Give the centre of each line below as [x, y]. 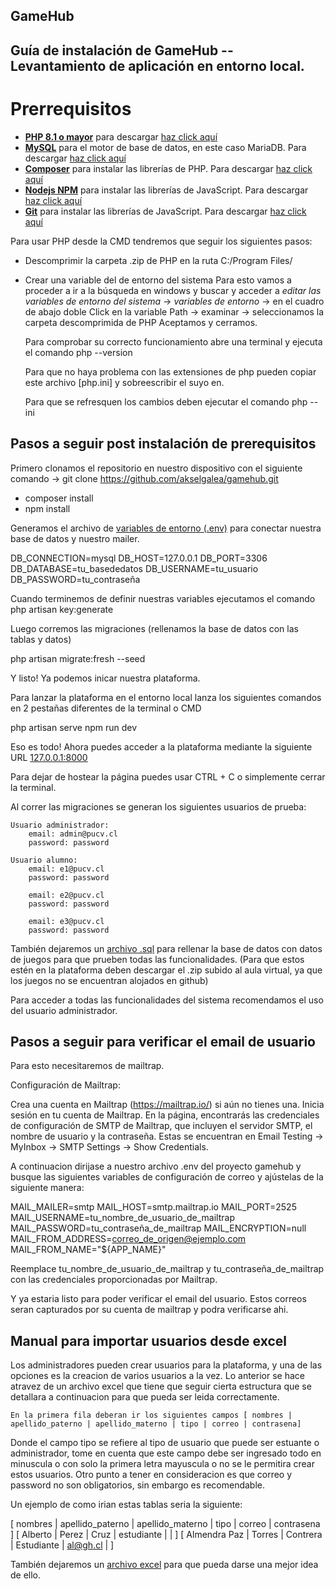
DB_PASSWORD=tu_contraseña [75, 579]
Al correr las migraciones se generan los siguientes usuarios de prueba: [158, 806]
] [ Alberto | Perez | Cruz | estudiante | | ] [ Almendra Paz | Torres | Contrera [166, 1535]
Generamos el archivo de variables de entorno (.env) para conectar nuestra [166, 528]
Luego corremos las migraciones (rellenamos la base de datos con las [154, 628]
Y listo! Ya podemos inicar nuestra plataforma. [105, 678]
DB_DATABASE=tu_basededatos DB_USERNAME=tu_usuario [134, 568]
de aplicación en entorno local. [206, 65]
